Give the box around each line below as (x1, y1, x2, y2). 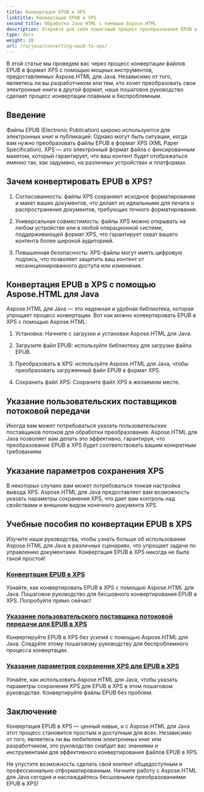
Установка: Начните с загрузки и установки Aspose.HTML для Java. (15, 330, 192, 337)
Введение (6, 110, 46, 120)
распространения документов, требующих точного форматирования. (15, 205, 198, 213)
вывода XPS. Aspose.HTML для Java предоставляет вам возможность (6, 488, 190, 496)
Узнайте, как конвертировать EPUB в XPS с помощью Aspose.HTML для (6, 584, 194, 592)
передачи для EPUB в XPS (6, 620, 87, 628)
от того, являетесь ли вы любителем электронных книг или (6, 736, 161, 743)
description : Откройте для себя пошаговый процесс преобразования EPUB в (6, 26, 198, 32)
